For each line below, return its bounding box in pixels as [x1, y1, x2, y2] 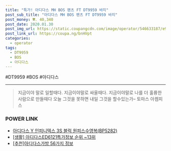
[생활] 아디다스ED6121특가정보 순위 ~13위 [12, 134, 96, 140]
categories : [5, 36, 31, 41]
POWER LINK [5, 115, 38, 123]
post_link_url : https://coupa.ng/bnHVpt [5, 31, 93, 36]
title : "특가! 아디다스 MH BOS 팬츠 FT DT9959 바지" [5, 7, 109, 13]
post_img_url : [5, 26, 36, 32]
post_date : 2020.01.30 [5, 21, 53, 27]
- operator [10, 41, 33, 46]
